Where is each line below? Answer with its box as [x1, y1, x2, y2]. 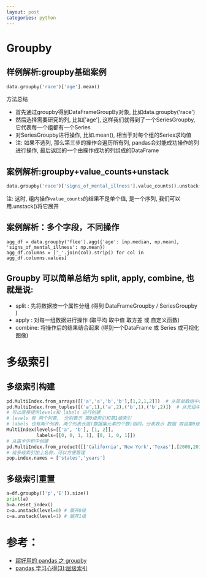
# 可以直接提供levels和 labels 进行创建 [6, 409, 101, 416]
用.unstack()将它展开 [6, 203, 59, 210]
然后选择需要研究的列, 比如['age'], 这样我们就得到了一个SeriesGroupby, [15, 116, 196, 123]
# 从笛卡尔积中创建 [6, 438, 49, 444]
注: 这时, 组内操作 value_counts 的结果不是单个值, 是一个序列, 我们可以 [6, 195, 181, 202]
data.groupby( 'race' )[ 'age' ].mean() [6, 83, 100, 89]
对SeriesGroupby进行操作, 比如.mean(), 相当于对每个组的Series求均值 [15, 131, 192, 139]
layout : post [6, 9, 40, 15]
